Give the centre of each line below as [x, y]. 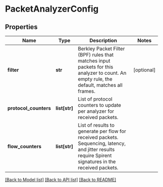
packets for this [96, 67]
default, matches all [100, 85]
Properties [21, 27]
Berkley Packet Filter [101, 49]
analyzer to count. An [102, 73]
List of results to [96, 125]
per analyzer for [96, 111]
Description [103, 41]
